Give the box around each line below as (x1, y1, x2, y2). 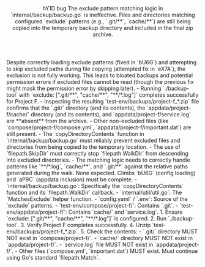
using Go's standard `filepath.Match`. (6, 254, 100, 261)
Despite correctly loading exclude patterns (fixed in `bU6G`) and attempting (6, 59, 197, 66)
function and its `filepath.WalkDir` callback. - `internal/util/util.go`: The (6, 189, 182, 196)
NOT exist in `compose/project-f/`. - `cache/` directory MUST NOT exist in (6, 235, 193, 241)
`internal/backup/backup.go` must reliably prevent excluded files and (6, 137, 181, 144)
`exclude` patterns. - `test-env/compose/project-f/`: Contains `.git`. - (6, 202, 179, 209)
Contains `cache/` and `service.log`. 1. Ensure (68, 208, 183, 216)
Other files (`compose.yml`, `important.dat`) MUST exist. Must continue (18, 247, 198, 255)
